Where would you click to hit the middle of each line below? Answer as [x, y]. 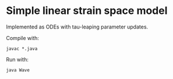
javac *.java [22, 49]
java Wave [18, 70]
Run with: [17, 59]
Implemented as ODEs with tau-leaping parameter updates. [77, 27]
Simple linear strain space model [87, 11]
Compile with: [23, 38]
